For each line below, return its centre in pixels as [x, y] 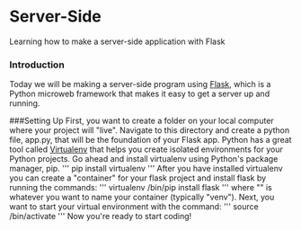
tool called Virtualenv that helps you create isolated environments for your [146, 149]
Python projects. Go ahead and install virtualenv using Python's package [144, 159]
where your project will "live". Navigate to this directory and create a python [150, 130]
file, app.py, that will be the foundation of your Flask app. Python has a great [150, 140]
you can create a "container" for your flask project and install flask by [138, 178]
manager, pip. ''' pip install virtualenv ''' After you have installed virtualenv [146, 169]
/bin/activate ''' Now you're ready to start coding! [101, 217]
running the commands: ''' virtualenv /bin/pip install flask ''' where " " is [141, 188]
